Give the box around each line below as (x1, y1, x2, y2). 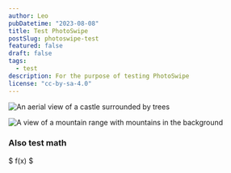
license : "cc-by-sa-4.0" (8, 79, 92, 87)
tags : (8, 57, 27, 65)
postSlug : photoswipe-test (8, 34, 99, 43)
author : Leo (8, 11, 48, 20)
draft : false (8, 49, 52, 57)
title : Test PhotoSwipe (8, 27, 89, 35)
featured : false (8, 42, 63, 50)
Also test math (8, 137, 67, 149)
